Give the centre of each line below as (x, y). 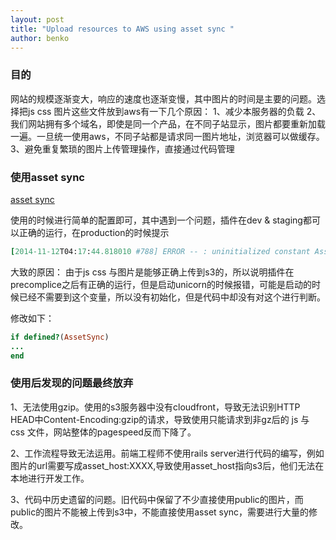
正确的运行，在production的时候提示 (94, 232)
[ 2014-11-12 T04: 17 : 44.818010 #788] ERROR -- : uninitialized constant (160, 251)
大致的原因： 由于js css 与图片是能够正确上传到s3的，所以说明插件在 (152, 272)
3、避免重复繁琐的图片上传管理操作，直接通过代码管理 (122, 148)
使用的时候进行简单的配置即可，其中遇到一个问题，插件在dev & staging (156, 220)
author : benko (40, 38)
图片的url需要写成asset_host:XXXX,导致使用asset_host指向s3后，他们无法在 (167, 465)
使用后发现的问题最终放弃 (72, 383)
